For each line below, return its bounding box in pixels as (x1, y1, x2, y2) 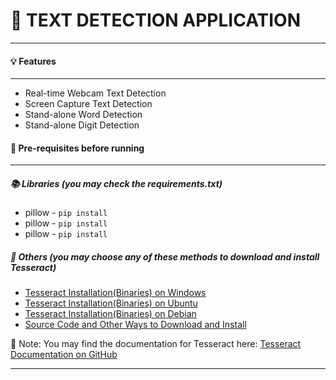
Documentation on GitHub (10, 349, 118, 361)
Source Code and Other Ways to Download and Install (24, 319, 247, 331)
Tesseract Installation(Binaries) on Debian (24, 308, 197, 320)
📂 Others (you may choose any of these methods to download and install (10, 250, 320, 263)
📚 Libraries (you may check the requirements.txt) (10, 177, 223, 189)
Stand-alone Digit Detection (24, 119, 140, 131)
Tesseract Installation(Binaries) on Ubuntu (24, 297, 198, 309)
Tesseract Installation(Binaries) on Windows (24, 287, 207, 299)
